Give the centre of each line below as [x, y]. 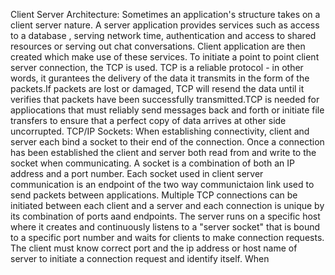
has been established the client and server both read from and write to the [163, 152]
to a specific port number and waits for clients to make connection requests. [167, 237]
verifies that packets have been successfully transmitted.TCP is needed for [165, 99]
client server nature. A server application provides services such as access [165, 25]
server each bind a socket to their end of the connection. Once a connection [167, 142]
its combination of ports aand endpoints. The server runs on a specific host [165, 216]
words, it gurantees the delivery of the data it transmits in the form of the [160, 78]
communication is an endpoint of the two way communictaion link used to [162, 184]
